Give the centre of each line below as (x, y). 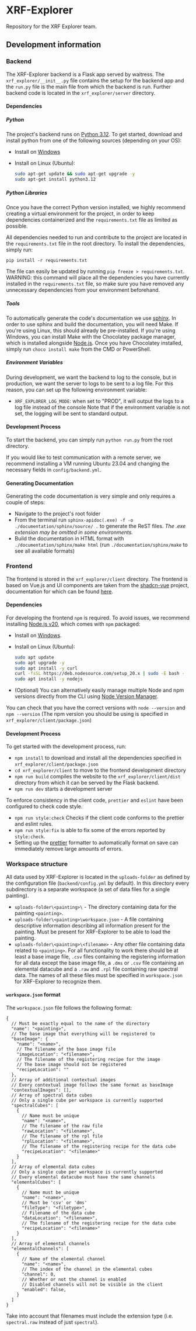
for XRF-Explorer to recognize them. (58, 981)
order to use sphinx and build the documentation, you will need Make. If (92, 324)
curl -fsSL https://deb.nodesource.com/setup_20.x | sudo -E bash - (99, 674)
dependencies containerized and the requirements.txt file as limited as (92, 219)
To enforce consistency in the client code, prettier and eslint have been (95, 800)
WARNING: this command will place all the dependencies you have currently (98, 277)
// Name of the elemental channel (64, 1259)
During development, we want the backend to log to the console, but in (91, 377)
